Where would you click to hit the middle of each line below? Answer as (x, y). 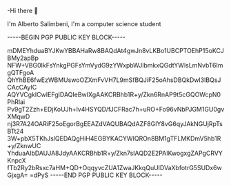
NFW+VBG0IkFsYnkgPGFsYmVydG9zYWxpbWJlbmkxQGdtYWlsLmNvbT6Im (115, 65)
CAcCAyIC (22, 87)
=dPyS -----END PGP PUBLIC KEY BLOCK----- (96, 175)
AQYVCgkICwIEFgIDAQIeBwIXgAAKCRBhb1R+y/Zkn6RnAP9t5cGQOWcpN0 (114, 94)
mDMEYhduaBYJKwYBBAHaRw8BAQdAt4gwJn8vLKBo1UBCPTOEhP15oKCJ (115, 51)
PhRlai (16, 102)
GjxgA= (18, 175)
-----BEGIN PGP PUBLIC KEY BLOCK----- (67, 37)
